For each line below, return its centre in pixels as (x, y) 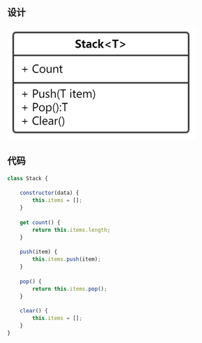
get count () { (40, 222)
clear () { (34, 311)
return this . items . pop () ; (70, 289)
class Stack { (28, 178)
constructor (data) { (49, 193)
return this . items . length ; (71, 230)
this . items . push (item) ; (67, 260)
